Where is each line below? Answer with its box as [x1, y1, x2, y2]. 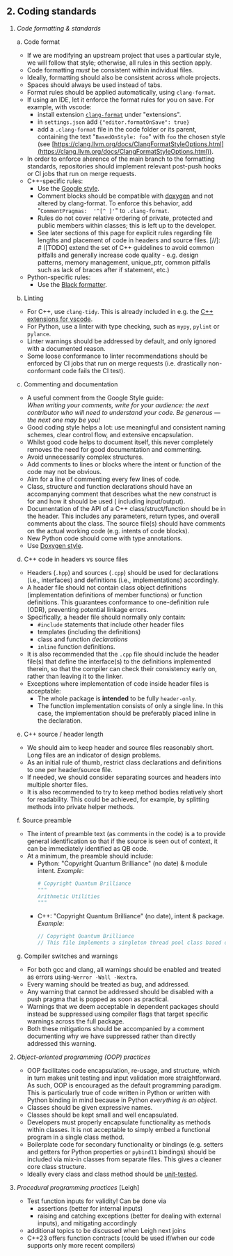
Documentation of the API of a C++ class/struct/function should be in [26, 504, 227, 512]
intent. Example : [37, 866, 84, 874]
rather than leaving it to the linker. [26, 672, 123, 680]
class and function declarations [37, 635, 128, 643]
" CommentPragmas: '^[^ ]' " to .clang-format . [37, 206, 170, 214]
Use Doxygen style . [26, 541, 83, 549]
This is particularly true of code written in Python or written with [26, 1089, 211, 1097]
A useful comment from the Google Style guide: [26, 393, 164, 402]
